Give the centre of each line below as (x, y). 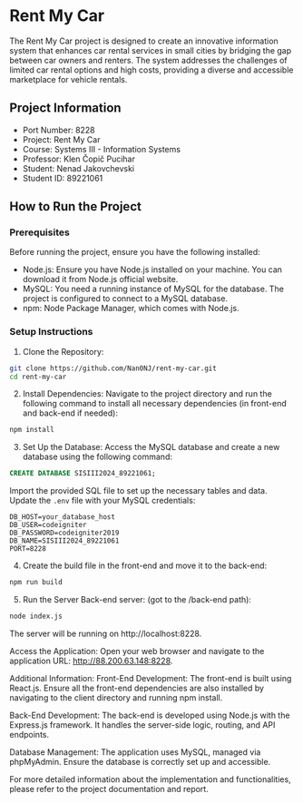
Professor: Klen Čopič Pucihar (79, 159)
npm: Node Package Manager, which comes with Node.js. (131, 308)
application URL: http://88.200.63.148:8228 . (91, 661)
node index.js (36, 617)
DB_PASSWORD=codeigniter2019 (64, 533)
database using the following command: (98, 457)
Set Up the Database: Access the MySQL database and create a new (151, 447)
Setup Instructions (51, 332)
